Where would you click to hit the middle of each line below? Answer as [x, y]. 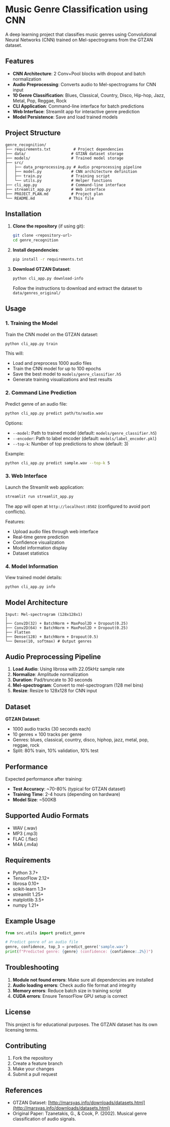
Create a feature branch [38, 1063]
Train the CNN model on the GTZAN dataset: [52, 334]
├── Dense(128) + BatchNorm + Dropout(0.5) [52, 637]
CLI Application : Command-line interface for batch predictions [78, 106]
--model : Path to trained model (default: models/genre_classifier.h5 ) [85, 433]
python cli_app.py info [30, 587]
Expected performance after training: [44, 779]
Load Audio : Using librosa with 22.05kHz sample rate [69, 669]
